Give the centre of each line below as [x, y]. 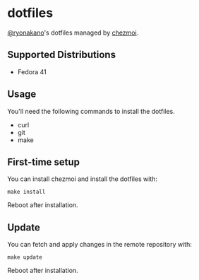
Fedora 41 [32, 71]
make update [25, 257]
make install [26, 192]
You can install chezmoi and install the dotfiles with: [82, 179]
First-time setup [43, 162]
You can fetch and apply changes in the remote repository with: [100, 245]
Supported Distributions [62, 55]
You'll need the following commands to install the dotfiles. [91, 111]
